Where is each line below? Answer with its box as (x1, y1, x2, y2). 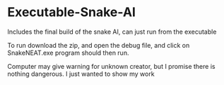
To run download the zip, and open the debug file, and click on (7, 41, 190, 49)
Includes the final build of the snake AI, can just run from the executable (7, 27, 217, 36)
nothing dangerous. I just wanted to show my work (7, 70, 155, 78)
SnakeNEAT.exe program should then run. (7, 48, 129, 57)
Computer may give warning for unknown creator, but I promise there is (7, 62, 216, 70)
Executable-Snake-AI (7, 4, 136, 20)
